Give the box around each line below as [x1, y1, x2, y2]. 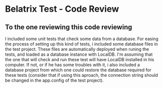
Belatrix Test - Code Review [5, 3, 119, 15]
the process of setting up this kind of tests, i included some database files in [5, 41, 158, 47]
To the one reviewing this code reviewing [5, 23, 132, 31]
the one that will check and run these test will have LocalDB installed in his [5, 57, 154, 62]
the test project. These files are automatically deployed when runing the [5, 46, 149, 52]
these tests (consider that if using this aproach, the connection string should [5, 72, 158, 78]
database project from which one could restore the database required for [5, 67, 152, 73]
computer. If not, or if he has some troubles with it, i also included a [5, 62, 140, 67]
